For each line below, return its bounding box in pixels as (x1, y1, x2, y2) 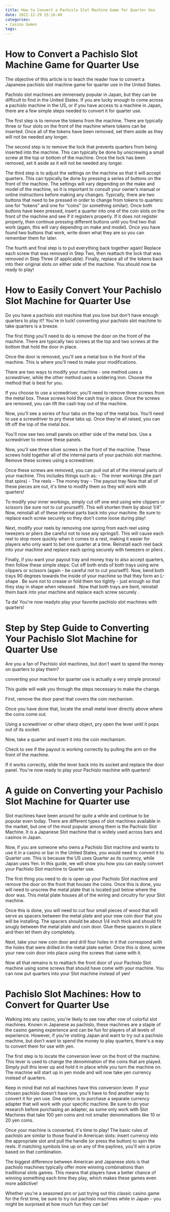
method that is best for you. (5, 380, 63, 386)
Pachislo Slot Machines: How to (5, 988, 141, 1000)
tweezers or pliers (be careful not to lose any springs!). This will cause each (5, 530, 164, 536)
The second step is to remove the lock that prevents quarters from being (5, 144, 157, 150)
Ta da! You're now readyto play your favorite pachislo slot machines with (5, 599, 157, 605)
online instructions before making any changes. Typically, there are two (5, 192, 155, 198)
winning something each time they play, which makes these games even (5, 1175, 156, 1181)
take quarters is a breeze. (5, 323, 59, 329)
